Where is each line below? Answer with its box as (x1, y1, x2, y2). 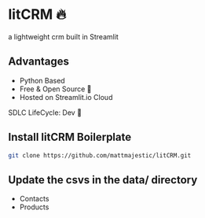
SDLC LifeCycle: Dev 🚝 (8, 108, 82, 117)
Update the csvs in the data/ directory (8, 173, 198, 187)
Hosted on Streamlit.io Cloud (19, 92, 113, 102)
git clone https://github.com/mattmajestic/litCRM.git (8, 151, 192, 159)
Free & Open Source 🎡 (19, 84, 92, 94)
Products (19, 202, 49, 212)
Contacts (19, 194, 49, 204)
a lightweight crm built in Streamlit (8, 31, 119, 41)
